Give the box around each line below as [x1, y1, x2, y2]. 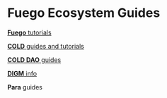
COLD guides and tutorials [7, 42, 85, 50]
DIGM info [7, 69, 38, 78]
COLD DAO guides [7, 55, 62, 64]
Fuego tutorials [7, 28, 52, 37]
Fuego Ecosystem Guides [7, 5, 161, 21]
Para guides [7, 82, 42, 91]
